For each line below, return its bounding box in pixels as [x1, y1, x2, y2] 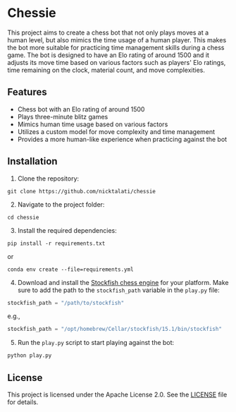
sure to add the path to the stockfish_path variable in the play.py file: [17, 286, 220, 294]
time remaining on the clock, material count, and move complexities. [7, 66, 206, 74]
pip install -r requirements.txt [7, 240, 106, 247]
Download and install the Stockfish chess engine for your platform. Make [17, 278, 229, 286]
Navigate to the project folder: [17, 200, 105, 209]
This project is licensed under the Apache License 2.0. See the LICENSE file [7, 390, 228, 399]
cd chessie [7, 214, 39, 221]
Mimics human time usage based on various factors [17, 120, 168, 128]
